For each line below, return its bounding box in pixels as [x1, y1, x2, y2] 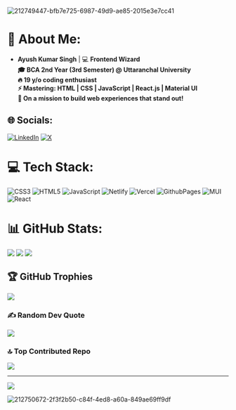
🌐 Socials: [7, 115, 53, 127]
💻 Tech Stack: [7, 159, 94, 175]
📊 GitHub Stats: [7, 220, 103, 236]
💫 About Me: [7, 32, 81, 47]
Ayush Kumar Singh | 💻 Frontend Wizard [17, 55, 140, 63]
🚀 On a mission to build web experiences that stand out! [17, 94, 184, 102]
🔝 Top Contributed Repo [7, 346, 91, 356]
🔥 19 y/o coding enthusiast [17, 75, 97, 84]
